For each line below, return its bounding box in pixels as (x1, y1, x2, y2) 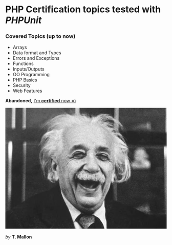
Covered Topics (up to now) (5, 33, 76, 40)
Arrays (12, 44, 27, 51)
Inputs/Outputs (12, 66, 45, 72)
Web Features (12, 88, 42, 94)
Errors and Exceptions (12, 55, 60, 61)
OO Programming (12, 72, 50, 78)
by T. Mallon (5, 234, 32, 240)
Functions (12, 60, 34, 67)
